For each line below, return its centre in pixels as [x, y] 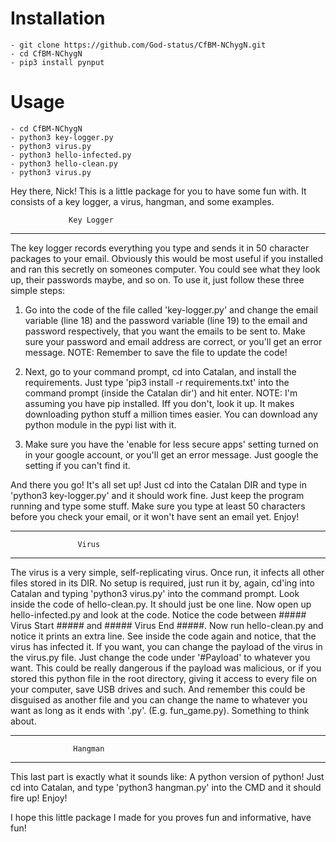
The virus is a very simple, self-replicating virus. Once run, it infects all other [167, 572]
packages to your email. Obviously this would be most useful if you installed [167, 258]
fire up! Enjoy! [39, 798]
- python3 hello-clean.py [64, 163]
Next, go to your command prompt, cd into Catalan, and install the [160, 371]
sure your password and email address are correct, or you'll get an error [173, 341]
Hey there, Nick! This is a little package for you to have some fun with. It [158, 191]
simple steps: [38, 290]
